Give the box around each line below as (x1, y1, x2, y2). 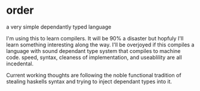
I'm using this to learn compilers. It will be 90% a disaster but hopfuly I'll (6, 34, 184, 42)
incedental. (6, 60, 34, 67)
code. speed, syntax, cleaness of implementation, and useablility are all (6, 54, 182, 61)
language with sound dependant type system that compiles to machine (6, 47, 181, 54)
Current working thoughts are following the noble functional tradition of (6, 71, 181, 79)
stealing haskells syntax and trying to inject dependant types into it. (6, 78, 172, 85)
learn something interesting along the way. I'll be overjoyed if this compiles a (6, 41, 195, 48)
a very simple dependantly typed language (6, 23, 112, 30)
